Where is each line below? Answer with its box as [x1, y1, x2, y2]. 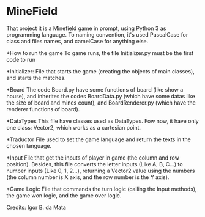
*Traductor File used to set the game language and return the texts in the [6, 136, 191, 143]
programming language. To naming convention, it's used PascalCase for [6, 31, 188, 38]
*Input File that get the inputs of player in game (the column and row [6, 154, 179, 161]
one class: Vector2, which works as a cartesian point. [6, 123, 141, 131]
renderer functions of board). [6, 105, 80, 112]
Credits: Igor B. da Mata [6, 204, 66, 211]
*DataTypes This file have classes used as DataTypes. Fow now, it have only [6, 117, 199, 125]
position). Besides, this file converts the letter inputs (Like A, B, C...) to [6, 160, 183, 167]
